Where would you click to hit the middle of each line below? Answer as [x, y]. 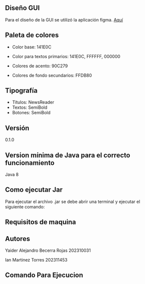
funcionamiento [30, 163]
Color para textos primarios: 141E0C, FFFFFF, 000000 [66, 56]
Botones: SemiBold [31, 113]
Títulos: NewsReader [33, 102]
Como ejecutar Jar [34, 190]
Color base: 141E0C [32, 47]
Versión [17, 128]
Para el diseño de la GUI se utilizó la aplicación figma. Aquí [64, 20]
